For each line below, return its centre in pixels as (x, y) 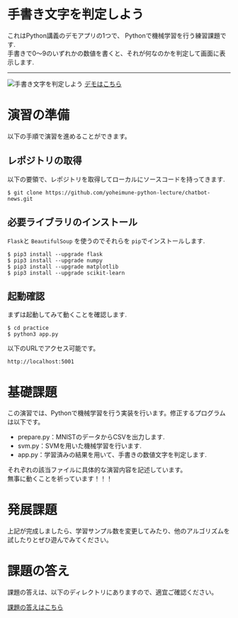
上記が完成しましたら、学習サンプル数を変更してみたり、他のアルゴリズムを (119, 531)
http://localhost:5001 (41, 362)
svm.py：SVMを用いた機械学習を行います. (79, 446)
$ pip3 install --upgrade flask (55, 254)
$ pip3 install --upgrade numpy (55, 260)
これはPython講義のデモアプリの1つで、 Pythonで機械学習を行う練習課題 (114, 35)
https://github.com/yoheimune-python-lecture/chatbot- (128, 192)
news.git (20, 199)
